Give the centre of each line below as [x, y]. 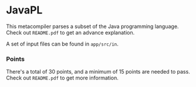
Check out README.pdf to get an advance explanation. [70, 32]
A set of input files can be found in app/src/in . [62, 44]
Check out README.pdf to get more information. [62, 78]
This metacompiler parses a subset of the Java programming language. [92, 26]
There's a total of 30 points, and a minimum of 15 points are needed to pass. [98, 72]
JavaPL [24, 10]
